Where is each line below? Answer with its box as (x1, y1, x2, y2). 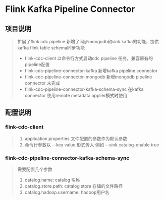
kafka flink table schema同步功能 (17, 45, 85, 51)
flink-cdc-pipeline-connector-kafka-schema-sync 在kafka (24, 86, 144, 92)
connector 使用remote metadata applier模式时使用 (24, 93, 128, 98)
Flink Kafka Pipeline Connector (5, 3, 135, 15)
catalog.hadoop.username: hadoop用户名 (24, 189, 110, 195)
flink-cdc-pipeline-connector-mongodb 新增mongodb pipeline (24, 74, 152, 80)
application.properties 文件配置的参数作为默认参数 (24, 135, 127, 141)
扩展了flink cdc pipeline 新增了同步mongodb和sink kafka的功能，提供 (17, 39, 160, 44)
